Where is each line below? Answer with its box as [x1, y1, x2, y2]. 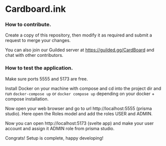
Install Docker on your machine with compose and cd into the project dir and [5, 85, 162, 91]
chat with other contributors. [5, 52, 63, 58]
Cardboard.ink [5, 3, 66, 15]
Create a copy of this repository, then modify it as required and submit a [5, 32, 152, 38]
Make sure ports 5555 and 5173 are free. [5, 75, 88, 82]
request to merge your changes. [5, 37, 71, 43]
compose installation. [5, 96, 49, 102]
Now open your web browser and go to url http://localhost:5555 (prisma [5, 105, 152, 111]
